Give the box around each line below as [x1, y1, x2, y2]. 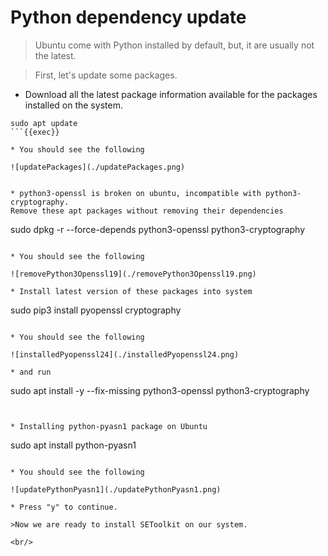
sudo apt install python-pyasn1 [10, 439, 137, 451]
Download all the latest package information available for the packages [24, 88, 318, 100]
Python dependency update [10, 6, 247, 29]
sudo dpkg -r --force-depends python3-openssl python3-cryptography [10, 223, 306, 235]
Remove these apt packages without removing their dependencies [10, 206, 284, 216]
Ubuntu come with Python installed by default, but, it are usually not [34, 39, 315, 51]
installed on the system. [24, 99, 123, 111]
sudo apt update [10, 118, 78, 128]
